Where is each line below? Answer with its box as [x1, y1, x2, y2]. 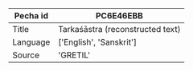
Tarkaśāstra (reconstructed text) [57, 24, 181, 34]
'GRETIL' [57, 49, 91, 61]
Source [12, 49, 40, 61]
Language [12, 37, 51, 47]
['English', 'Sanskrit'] [57, 37, 137, 47]
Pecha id [14, 10, 49, 21]
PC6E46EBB [95, 10, 143, 21]
